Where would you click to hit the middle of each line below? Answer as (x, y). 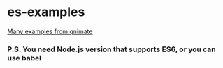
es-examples (46, 12)
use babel (24, 58)
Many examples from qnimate (50, 31)
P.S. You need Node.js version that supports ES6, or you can (112, 49)
